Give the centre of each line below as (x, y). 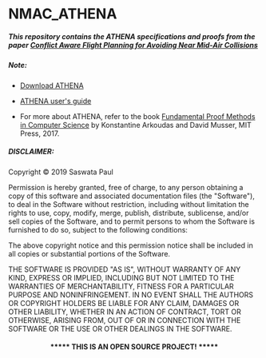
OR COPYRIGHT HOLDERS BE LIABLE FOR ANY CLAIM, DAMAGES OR (124, 303)
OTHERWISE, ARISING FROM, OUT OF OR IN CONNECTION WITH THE (125, 320)
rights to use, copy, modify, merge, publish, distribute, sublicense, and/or (129, 213)
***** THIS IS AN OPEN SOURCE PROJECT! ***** (134, 347)
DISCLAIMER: (31, 152)
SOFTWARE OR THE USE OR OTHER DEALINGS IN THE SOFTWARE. (120, 328)
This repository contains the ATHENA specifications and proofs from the (132, 36)
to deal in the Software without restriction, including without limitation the (129, 204)
